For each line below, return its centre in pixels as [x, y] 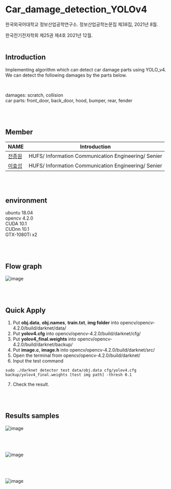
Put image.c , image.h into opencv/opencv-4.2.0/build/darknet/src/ [84, 350]
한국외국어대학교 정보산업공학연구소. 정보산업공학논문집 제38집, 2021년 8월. [82, 24]
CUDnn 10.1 [17, 229]
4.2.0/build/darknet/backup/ [43, 345]
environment [26, 200]
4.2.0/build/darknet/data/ [40, 328]
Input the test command [38, 361]
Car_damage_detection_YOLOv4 [76, 10]
